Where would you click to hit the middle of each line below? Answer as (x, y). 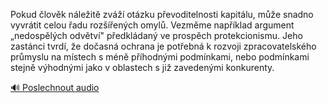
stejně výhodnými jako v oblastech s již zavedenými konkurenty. (142, 67)
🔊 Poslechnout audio (55, 87)
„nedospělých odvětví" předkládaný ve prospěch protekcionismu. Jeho (156, 35)
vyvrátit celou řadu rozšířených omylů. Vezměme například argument (152, 25)
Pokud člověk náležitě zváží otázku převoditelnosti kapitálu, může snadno (162, 14)
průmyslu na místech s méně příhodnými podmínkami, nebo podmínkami (160, 57)
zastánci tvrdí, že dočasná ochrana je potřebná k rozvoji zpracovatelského (163, 46)
